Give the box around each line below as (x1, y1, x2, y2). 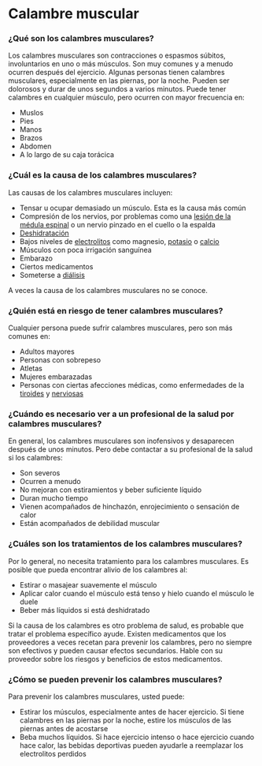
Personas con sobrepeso (19, 355, 101, 365)
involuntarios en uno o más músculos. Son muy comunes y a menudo (8, 59, 234, 69)
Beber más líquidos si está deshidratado (19, 605, 150, 614)
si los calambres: (8, 453, 63, 463)
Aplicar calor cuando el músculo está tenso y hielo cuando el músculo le (19, 588, 254, 598)
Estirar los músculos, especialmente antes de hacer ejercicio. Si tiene (19, 707, 245, 716)
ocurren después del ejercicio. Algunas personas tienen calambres (8, 68, 226, 77)
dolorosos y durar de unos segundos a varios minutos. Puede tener (8, 84, 227, 94)
